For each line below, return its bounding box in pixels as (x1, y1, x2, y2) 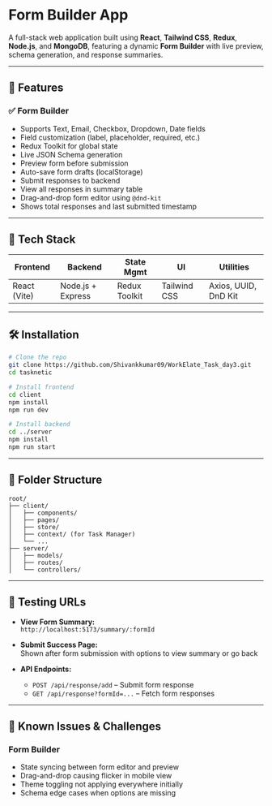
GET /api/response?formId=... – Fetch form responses (32, 688, 215, 698)
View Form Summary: (19, 617, 96, 627)
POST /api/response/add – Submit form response (32, 679, 194, 689)
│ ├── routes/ (8, 558, 63, 567)
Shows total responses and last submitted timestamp (19, 201, 197, 211)
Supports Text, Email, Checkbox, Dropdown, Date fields (19, 123, 206, 133)
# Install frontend (8, 383, 74, 391)
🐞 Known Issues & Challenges (8, 719, 162, 733)
